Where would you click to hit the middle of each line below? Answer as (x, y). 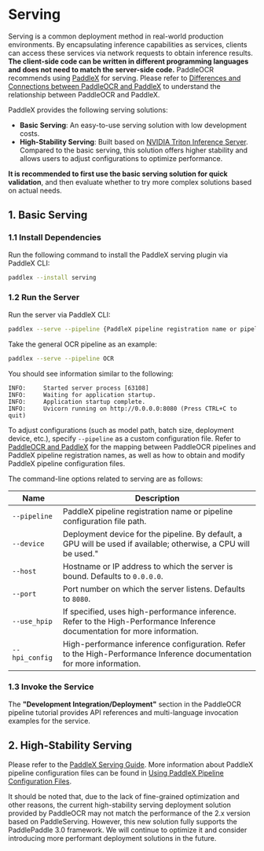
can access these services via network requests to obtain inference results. (130, 53)
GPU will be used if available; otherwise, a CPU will (156, 544)
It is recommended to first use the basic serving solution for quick (118, 174)
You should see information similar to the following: (91, 373)
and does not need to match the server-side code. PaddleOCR (111, 69)
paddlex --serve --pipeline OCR (61, 358)
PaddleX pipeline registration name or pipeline (148, 511)
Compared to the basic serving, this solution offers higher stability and (134, 150)
